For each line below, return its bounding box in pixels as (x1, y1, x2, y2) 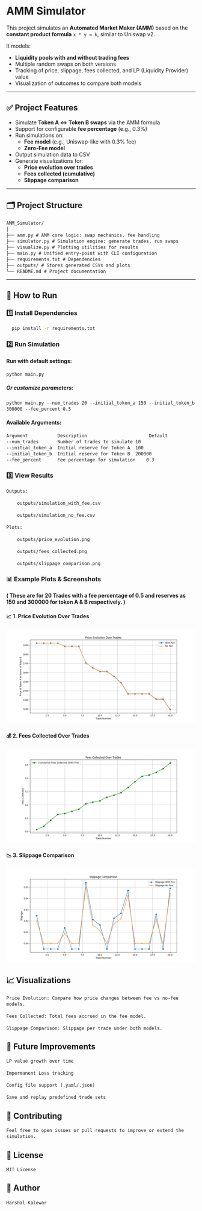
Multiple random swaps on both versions (14, 60, 116, 68)
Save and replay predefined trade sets (6, 1095, 106, 1101)
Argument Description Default (6, 433, 168, 439)
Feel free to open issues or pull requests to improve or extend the (6, 1128, 185, 1134)
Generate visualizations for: (14, 157, 84, 164)
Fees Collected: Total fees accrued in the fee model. (6, 1013, 147, 1019)
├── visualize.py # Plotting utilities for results (6, 244, 138, 250)
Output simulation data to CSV (14, 151, 90, 158)
